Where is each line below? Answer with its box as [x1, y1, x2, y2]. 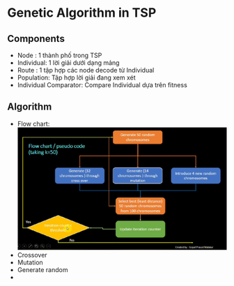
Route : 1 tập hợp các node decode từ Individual [17, 66, 155, 74]
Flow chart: [17, 119, 50, 128]
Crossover [17, 250, 47, 259]
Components [7, 33, 65, 45]
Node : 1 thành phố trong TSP [17, 51, 102, 59]
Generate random [17, 265, 68, 273]
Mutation [17, 258, 43, 266]
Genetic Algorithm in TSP [7, 5, 157, 21]
